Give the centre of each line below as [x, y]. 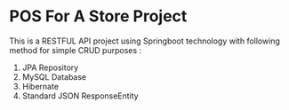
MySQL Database [54, 76]
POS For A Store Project [98, 16]
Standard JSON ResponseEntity [80, 96]
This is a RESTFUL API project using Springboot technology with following [144, 41]
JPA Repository [50, 67]
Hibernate [40, 86]
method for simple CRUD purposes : [76, 50]
